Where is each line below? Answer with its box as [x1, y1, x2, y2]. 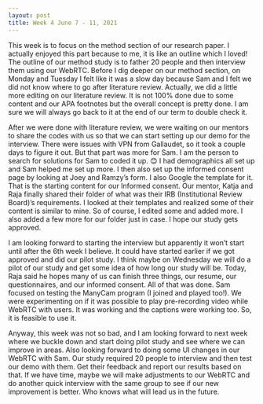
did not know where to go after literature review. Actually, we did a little [8, 82, 238, 91]
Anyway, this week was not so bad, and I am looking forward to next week [8, 328, 248, 338]
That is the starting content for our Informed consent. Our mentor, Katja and [8, 181, 254, 190]
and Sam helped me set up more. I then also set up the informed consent [8, 164, 244, 174]
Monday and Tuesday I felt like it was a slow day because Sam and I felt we [8, 74, 252, 83]
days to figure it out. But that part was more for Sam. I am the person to [8, 147, 239, 157]
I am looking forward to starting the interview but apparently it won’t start [8, 237, 245, 248]
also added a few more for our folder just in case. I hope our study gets [8, 214, 238, 224]
